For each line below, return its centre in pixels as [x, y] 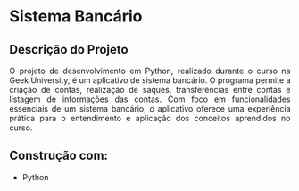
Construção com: [59, 156]
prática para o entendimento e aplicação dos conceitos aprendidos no [150, 118]
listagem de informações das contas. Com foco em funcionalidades [150, 99]
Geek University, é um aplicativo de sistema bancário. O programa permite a [150, 80]
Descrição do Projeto [69, 50]
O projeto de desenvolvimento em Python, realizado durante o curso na [150, 71]
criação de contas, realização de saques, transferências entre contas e [150, 90]
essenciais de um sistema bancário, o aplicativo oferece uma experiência [150, 108]
